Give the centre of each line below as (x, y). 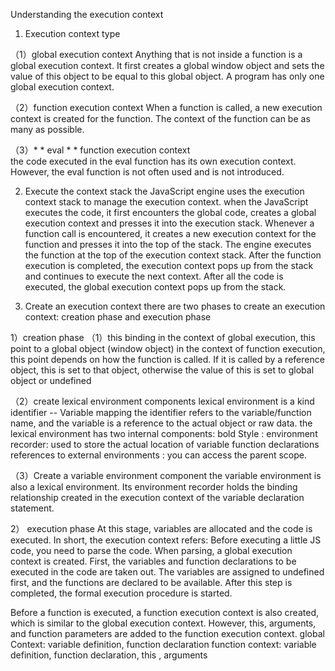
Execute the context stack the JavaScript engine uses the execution (164, 191)
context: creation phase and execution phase (118, 317)
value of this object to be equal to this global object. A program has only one (167, 76)
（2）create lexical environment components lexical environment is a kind (162, 401)
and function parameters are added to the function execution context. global (167, 633)
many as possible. (47, 129)
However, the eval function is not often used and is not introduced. (147, 172)
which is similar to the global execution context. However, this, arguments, (163, 623)
